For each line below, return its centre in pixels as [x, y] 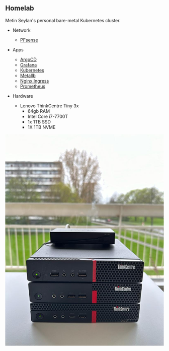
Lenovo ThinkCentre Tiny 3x [49, 106]
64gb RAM [39, 111]
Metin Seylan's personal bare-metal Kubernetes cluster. [63, 20]
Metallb [28, 76]
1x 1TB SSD [39, 122]
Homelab [20, 8]
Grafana [28, 64]
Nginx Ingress [34, 81]
